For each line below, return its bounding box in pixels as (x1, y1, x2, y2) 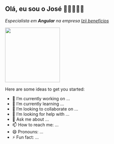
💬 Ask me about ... (12, 116, 49, 122)
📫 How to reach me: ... (12, 122, 59, 127)
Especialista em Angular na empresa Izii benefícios (5, 18, 109, 23)
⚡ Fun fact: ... (12, 134, 39, 140)
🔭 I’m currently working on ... (12, 95, 70, 101)
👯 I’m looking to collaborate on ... (12, 106, 78, 112)
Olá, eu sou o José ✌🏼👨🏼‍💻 (5, 5, 84, 13)
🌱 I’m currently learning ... (12, 101, 64, 107)
